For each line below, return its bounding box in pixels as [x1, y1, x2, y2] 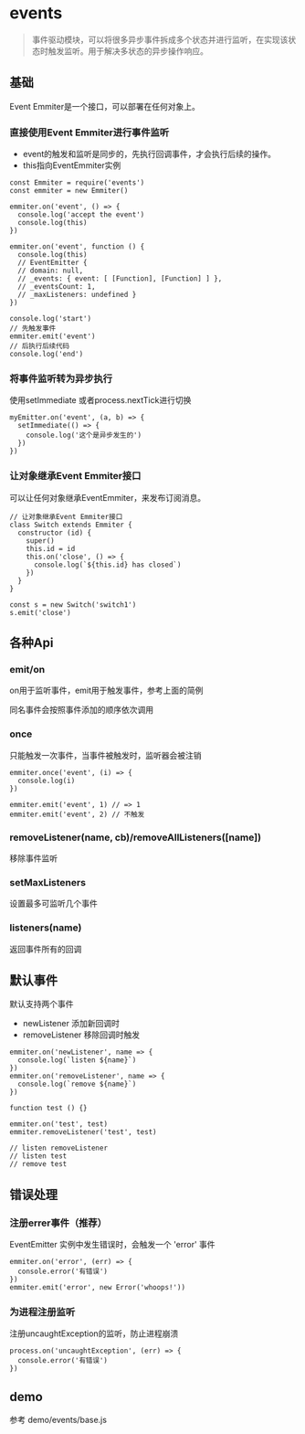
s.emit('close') [9, 608, 71, 617]
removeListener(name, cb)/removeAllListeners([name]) [9, 831, 262, 844]
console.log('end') [9, 350, 84, 359]
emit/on [9, 663, 46, 675]
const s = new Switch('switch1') [9, 600, 137, 610]
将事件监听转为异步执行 [9, 372, 112, 385]
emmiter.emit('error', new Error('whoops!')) [9, 1283, 185, 1292]
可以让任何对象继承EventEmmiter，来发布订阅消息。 [9, 492, 206, 503]
